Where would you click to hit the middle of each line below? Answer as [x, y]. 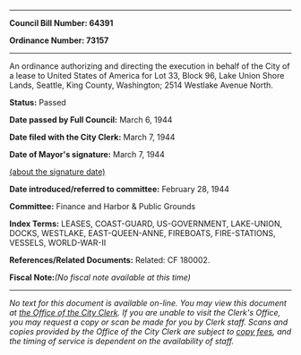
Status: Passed [38, 102]
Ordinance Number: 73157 [59, 40]
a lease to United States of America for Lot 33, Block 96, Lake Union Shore [147, 76]
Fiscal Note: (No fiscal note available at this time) [100, 277]
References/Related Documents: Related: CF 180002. [110, 260]
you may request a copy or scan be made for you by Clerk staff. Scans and [149, 322]
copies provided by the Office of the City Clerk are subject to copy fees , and [150, 331]
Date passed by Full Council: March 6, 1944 [91, 120]
